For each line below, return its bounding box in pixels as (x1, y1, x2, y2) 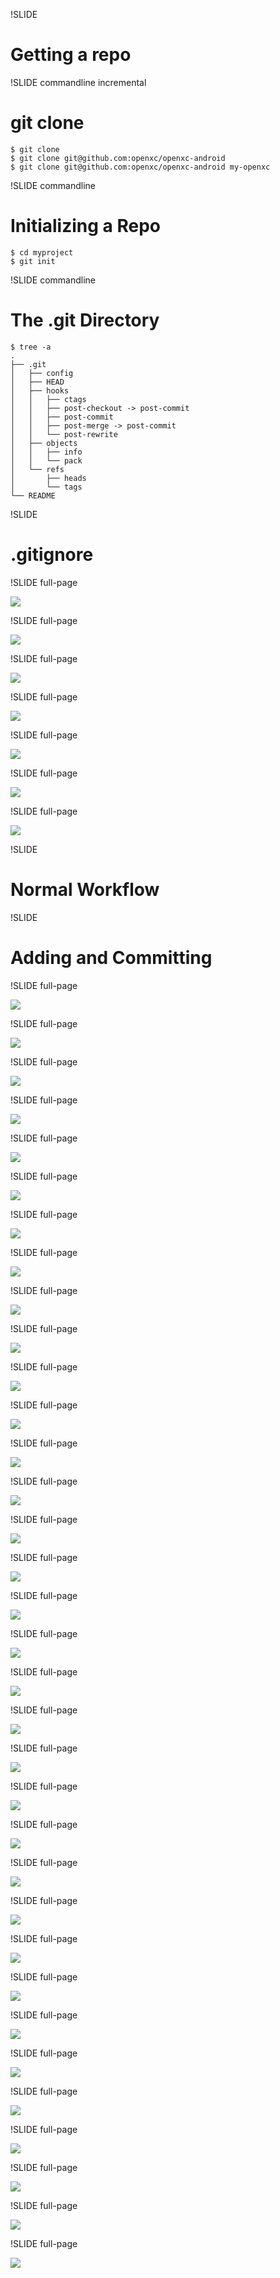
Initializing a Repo (10, 215, 161, 238)
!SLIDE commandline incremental (10, 76, 147, 88)
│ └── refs (10, 464, 65, 474)
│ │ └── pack (10, 455, 83, 466)
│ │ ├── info (10, 447, 83, 457)
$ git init (10, 256, 56, 266)
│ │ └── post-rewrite (10, 429, 118, 439)
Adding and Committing (10, 946, 213, 969)
